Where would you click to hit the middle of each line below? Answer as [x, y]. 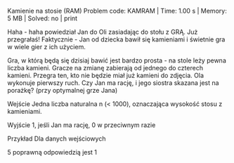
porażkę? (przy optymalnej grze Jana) [63, 90]
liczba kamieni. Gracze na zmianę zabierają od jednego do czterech [105, 68]
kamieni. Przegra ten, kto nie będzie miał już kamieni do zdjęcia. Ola [106, 75]
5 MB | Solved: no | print [43, 18]
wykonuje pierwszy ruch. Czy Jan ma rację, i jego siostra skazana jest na [113, 83]
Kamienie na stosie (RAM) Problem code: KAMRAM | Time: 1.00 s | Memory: [117, 11]
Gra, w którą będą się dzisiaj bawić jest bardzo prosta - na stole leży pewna [117, 60]
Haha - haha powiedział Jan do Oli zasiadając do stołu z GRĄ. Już [103, 32]
